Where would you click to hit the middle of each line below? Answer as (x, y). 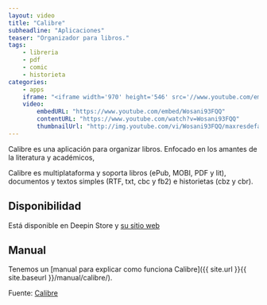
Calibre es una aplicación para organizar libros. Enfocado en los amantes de (133, 149)
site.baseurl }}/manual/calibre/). (60, 278)
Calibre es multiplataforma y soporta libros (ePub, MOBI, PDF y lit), (117, 172)
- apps (33, 89)
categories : (28, 82)
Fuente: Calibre (33, 293)
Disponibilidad (45, 206)
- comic (35, 68)
